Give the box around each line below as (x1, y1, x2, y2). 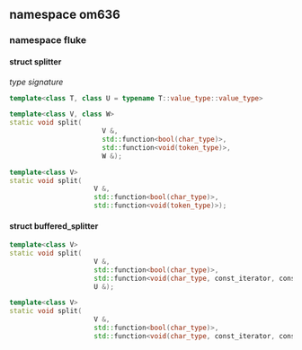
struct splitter (9, 56, 62, 66)
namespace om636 (9, 7, 121, 22)
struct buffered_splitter (9, 220, 99, 232)
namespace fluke (9, 34, 87, 47)
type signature (9, 76, 64, 87)
